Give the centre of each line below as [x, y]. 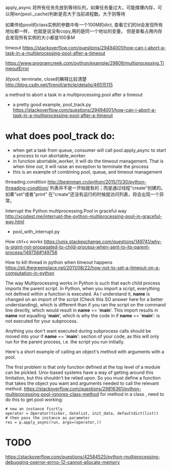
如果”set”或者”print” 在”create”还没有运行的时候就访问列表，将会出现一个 [82, 194]
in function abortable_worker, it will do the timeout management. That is [88, 161]
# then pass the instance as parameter [48, 418]
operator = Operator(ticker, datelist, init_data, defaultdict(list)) [82, 413]
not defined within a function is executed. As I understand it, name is [78, 294]
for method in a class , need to [132, 394]
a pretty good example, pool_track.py [52, 104]
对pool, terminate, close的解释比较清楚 [46, 79]
